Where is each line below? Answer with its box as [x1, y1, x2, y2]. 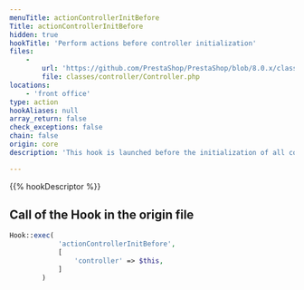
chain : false [9, 131, 59, 140]
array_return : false [9, 114, 88, 123]
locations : [9, 81, 51, 90]
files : [9, 47, 34, 56]
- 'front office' [25, 89, 91, 98]
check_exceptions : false [9, 123, 103, 132]
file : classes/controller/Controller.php [42, 72, 201, 82]
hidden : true [9, 30, 59, 39]
